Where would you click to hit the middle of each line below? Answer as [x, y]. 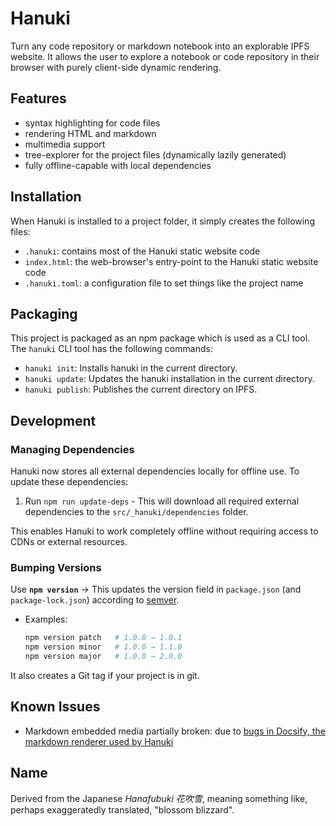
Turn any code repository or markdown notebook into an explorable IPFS [160, 46]
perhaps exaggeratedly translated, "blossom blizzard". [122, 809]
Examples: [46, 619]
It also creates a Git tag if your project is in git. [105, 675]
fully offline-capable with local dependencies [118, 165]
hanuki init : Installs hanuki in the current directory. [131, 368]
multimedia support [65, 144]
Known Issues [55, 707]
